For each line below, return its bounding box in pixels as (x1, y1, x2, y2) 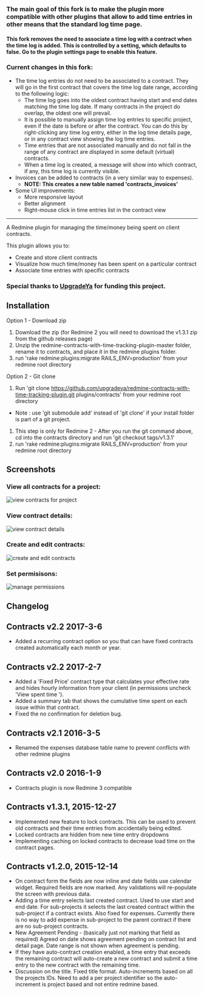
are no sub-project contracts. (15, 923, 89, 930)
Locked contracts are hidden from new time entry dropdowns (15, 830, 169, 838)
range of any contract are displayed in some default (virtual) (24, 148, 175, 155)
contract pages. (15, 844, 55, 851)
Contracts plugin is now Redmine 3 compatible (15, 784, 132, 792)
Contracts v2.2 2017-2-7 (6, 661, 101, 672)
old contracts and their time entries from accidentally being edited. (15, 824, 182, 832)
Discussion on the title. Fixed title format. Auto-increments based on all (15, 968, 193, 975)
